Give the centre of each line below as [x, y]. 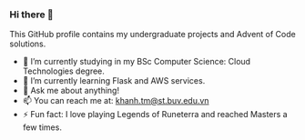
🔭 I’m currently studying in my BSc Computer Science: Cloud [137, 62]
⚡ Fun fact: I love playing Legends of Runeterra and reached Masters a [155, 115]
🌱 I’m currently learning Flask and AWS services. [114, 81]
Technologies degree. [63, 71]
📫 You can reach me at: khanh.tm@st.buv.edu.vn [116, 101]
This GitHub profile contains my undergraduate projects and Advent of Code [152, 35]
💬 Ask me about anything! [71, 91]
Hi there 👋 [32, 15]
